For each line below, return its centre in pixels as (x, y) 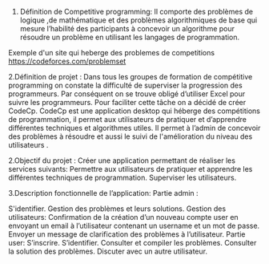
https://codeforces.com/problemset (67, 61)
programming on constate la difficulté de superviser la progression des (125, 85)
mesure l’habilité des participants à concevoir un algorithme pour (127, 28)
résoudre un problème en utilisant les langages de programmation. (130, 37)
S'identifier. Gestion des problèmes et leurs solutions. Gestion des (117, 209)
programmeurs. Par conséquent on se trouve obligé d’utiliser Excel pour (127, 94)
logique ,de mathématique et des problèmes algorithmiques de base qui (139, 20)
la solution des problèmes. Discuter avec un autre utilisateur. (108, 251)
